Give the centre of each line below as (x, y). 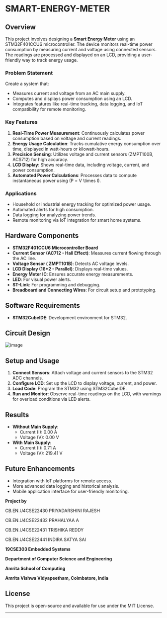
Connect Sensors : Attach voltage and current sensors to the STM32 (83, 373)
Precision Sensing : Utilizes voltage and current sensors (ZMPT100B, (83, 154)
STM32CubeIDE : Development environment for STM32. (70, 317)
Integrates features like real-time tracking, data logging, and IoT (78, 104)
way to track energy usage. (50, 60)
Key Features (22, 122)
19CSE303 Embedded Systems (38, 549)
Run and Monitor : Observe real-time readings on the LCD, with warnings (87, 394)
